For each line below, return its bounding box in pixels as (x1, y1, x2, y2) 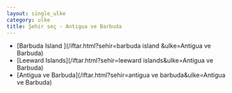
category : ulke (6, 17, 51, 23)
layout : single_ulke (6, 10, 67, 17)
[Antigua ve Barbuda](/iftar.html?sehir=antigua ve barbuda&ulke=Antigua (16, 71, 226, 79)
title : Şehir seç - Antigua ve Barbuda (6, 23, 122, 30)
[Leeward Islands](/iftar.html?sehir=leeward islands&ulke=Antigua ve (16, 56, 213, 65)
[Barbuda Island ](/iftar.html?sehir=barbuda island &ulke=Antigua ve (16, 42, 211, 50)
